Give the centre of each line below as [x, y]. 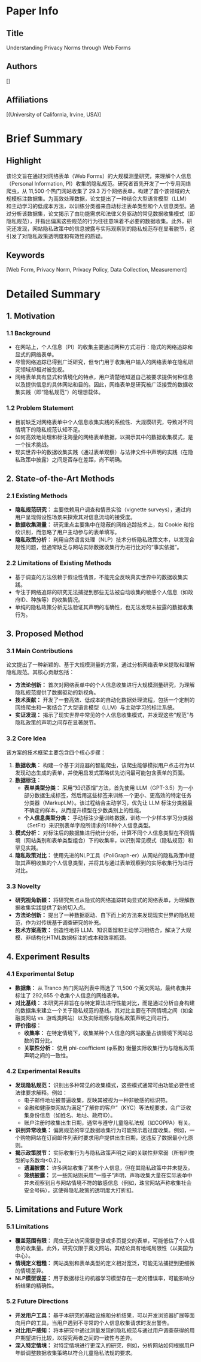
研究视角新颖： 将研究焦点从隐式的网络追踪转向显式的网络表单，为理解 [102, 900]
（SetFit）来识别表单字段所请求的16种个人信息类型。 [89, 825]
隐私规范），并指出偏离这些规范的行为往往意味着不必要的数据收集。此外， [97, 221]
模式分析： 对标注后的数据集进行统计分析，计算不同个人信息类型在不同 [102, 833]
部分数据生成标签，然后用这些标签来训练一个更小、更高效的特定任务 [108, 795]
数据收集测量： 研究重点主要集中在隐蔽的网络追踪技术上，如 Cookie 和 [102, 524]
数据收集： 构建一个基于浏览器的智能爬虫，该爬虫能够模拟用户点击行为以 [105, 765]
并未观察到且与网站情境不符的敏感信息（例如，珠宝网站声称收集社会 [108, 1182]
